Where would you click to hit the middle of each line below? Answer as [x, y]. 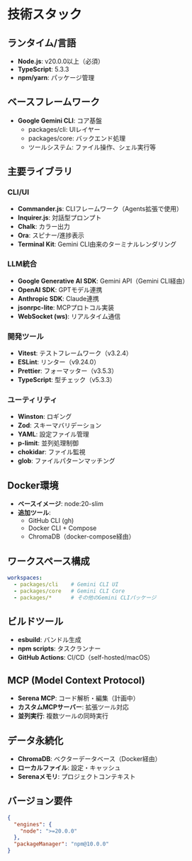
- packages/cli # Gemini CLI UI [66, 584]
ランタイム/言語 [42, 43]
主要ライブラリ [40, 172]
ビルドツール [35, 621]
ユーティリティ [33, 400]
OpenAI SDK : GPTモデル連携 [60, 289]
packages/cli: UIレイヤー [64, 129]
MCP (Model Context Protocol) [76, 680]
